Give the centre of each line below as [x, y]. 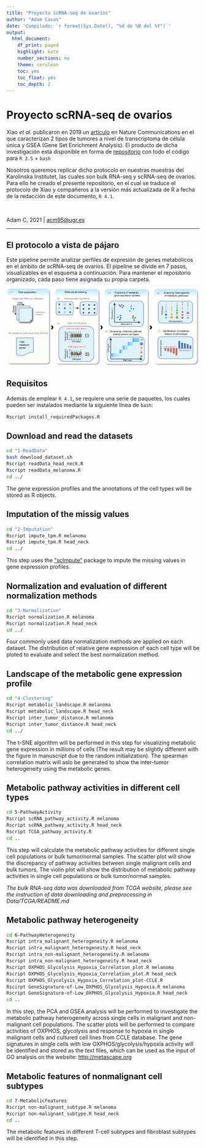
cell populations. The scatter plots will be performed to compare [114, 1025]
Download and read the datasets [70, 436]
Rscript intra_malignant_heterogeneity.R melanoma [72, 941]
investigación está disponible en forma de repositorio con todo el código [98, 152]
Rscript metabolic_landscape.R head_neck [60, 711]
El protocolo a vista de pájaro [63, 245]
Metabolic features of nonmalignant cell [84, 1076]
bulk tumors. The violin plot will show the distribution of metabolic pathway [101, 869]
